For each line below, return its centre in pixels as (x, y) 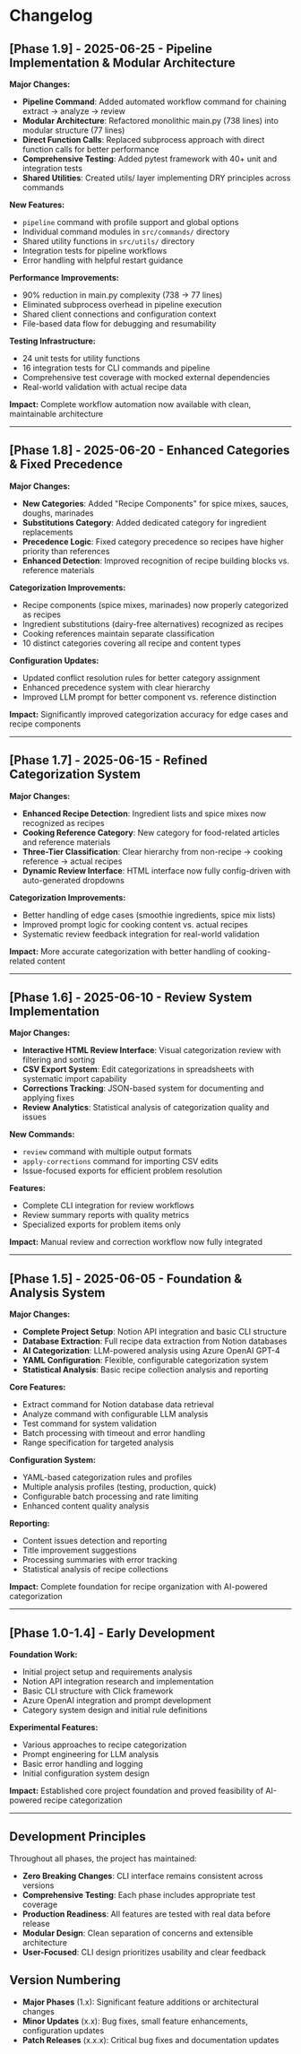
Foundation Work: (43, 1655)
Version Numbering (65, 1980)
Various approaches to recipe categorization (104, 1745)
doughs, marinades (58, 513)
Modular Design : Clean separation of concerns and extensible (138, 1933)
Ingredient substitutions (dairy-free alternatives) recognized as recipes (153, 623)
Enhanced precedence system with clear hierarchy (116, 687)
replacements (47, 532)
